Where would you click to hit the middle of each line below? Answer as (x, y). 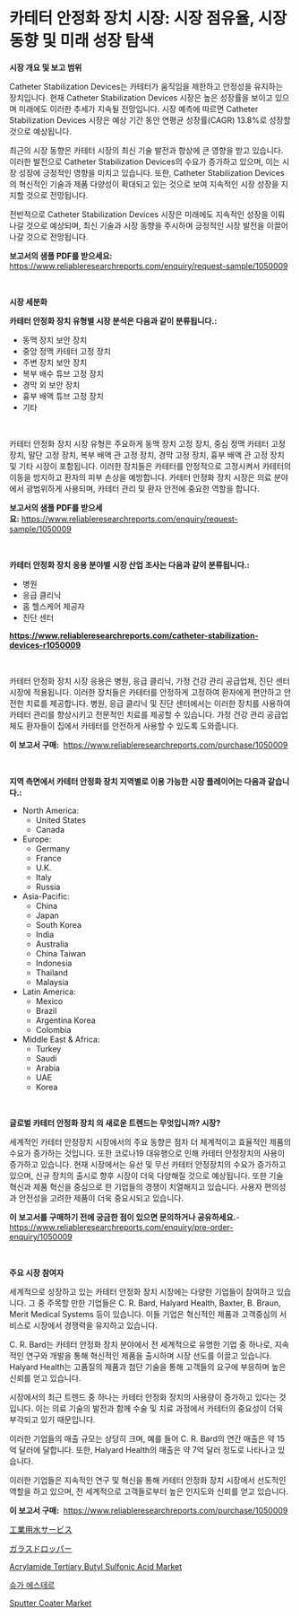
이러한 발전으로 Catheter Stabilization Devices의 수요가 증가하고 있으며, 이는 (145, 162)
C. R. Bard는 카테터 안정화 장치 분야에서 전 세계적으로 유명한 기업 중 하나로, (141, 1344)
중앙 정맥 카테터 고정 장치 (67, 351)
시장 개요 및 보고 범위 (46, 67)
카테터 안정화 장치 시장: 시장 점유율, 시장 (148, 18)
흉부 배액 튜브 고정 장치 (63, 396)
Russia (48, 887)
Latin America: (49, 992)
